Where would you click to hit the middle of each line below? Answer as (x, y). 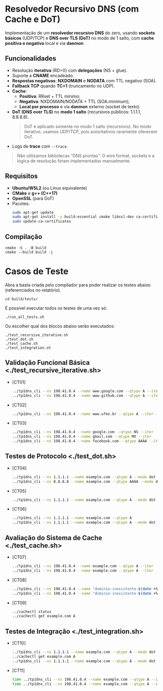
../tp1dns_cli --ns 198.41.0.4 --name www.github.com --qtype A (78, 395)
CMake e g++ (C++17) (35, 193)
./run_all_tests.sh (25, 317)
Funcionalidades (31, 59)
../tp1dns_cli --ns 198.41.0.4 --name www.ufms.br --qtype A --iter (83, 414)
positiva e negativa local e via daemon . (45, 43)
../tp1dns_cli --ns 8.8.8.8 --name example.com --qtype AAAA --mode (83, 481)
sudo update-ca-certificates (41, 221)
